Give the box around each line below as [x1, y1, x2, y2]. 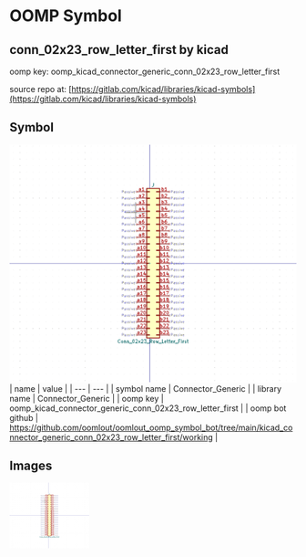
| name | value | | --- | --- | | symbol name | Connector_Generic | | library [9, 383, 282, 394]
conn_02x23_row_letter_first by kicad [9, 42, 229, 58]
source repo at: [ [9, 84, 72, 94]
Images [9, 458, 53, 473]
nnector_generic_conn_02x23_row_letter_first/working [9, 431, 214, 443]
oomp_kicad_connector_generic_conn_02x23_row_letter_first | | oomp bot [9, 403, 287, 414]
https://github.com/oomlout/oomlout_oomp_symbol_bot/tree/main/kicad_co [9, 422, 293, 433]
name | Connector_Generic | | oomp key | [9, 393, 164, 404]
